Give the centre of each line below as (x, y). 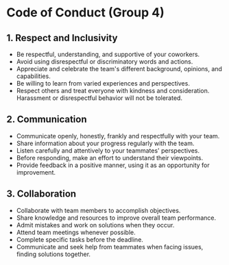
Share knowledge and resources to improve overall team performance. (116, 218)
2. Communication (47, 119)
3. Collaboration (41, 194)
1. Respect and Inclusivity (62, 38)
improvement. (36, 172)
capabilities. (33, 76)
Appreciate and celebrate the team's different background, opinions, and (119, 69)
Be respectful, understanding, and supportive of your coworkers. (108, 54)
